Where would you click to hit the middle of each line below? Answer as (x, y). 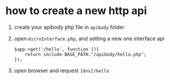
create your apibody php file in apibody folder (69, 27)
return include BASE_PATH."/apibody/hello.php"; (86, 54)
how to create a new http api (76, 11)
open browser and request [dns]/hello (62, 70)
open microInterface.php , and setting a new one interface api (89, 38)
